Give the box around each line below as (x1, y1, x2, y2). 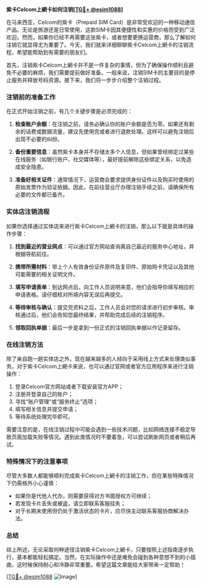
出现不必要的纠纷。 (14, 135, 63, 143)
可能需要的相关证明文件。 (14, 270, 79, 278)
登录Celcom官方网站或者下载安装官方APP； (14, 383, 124, 390)
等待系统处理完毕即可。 (14, 413, 73, 420)
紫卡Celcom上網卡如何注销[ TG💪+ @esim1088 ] (6, 6, 123, 13)
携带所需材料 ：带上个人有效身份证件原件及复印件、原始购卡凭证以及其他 (14, 263, 194, 270)
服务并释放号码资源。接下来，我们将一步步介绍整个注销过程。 (11, 76, 164, 84)
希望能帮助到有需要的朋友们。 (16, 49, 91, 56)
